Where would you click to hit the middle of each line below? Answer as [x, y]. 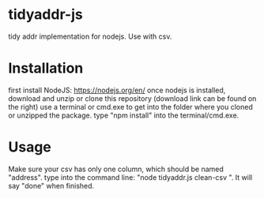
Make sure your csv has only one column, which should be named [116, 169]
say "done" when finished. [51, 185]
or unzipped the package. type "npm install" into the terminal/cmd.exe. [124, 115]
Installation [46, 68]
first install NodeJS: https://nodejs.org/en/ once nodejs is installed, [117, 90]
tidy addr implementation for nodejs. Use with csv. [90, 36]
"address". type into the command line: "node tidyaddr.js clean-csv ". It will [130, 177]
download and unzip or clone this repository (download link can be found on [132, 98]
